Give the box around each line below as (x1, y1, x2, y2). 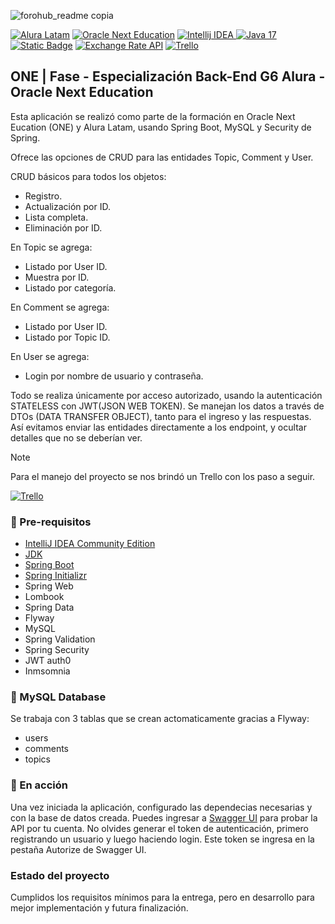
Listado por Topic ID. (24, 331, 111, 343)
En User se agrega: (10, 350, 90, 362)
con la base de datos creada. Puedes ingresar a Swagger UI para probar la (10, 811, 318, 824)
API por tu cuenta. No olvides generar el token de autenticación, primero (10, 822, 310, 834)
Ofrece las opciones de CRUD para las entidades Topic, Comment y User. (10, 151, 314, 163)
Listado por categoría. (24, 281, 117, 294)
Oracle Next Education (10, 84, 154, 101)
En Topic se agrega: (10, 241, 93, 253)
